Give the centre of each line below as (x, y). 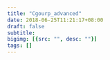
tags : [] (20, 46)
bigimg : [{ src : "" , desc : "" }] (52, 39)
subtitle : (21, 33)
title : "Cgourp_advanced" (44, 13)
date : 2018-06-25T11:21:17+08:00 (55, 20)
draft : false (26, 26)
